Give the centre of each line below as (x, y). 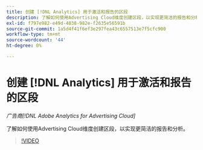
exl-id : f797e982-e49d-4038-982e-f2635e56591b (66, 23)
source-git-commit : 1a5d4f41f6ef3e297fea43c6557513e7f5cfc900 (86, 29)
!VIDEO (30, 140)
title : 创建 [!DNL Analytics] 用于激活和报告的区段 (67, 12)
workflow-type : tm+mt (34, 34)
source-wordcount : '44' (36, 40)
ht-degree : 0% (24, 46)
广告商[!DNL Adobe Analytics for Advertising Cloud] (71, 116)
